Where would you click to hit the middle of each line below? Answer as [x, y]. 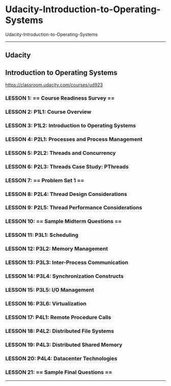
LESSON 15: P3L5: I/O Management [50, 289]
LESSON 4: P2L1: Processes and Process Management [74, 139]
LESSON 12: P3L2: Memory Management [57, 249]
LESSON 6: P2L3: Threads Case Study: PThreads [67, 166]
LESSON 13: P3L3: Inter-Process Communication [67, 262]
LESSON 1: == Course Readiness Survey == [60, 98]
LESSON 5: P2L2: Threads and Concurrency [61, 153]
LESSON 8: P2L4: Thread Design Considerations [66, 194]
